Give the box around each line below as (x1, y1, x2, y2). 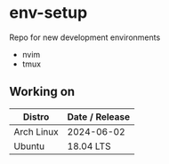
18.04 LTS (67, 140, 111, 152)
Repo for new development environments (9, 32, 161, 43)
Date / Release (67, 110, 131, 122)
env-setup (9, 3, 88, 23)
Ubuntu (13, 140, 45, 152)
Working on (9, 84, 76, 99)
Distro (22, 110, 50, 122)
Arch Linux (13, 125, 60, 137)
